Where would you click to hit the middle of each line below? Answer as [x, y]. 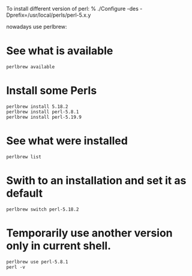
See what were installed [67, 141]
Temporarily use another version [89, 233]
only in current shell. [59, 246]
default [25, 193]
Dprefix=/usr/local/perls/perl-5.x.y [49, 15]
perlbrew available [31, 67]
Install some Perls [52, 91]
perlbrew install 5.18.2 [37, 106]
